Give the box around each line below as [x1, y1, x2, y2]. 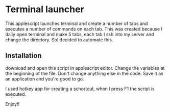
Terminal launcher [5, 4, 84, 15]
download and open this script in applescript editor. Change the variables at [5, 65, 165, 71]
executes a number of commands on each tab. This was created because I [5, 25, 162, 32]
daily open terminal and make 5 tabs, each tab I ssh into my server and [5, 31, 154, 37]
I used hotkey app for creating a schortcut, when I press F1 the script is [5, 86, 155, 92]
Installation [5, 51, 42, 60]
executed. [5, 91, 27, 97]
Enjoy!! [5, 101, 20, 107]
